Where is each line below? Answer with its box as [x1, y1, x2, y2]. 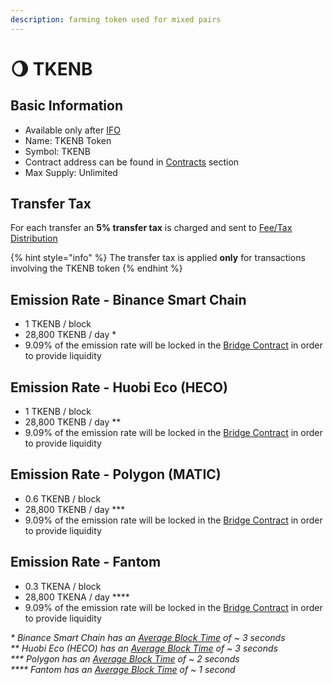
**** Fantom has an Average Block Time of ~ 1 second [10, 663, 236, 675]
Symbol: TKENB [24, 145, 91, 157]
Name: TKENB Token [24, 134, 112, 146]
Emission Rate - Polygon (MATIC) [10, 466, 222, 483]
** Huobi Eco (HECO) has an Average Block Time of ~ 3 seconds [10, 642, 278, 654]
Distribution [10, 232, 58, 245]
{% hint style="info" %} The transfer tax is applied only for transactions [10, 252, 306, 264]
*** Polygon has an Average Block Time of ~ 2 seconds [10, 652, 240, 665]
